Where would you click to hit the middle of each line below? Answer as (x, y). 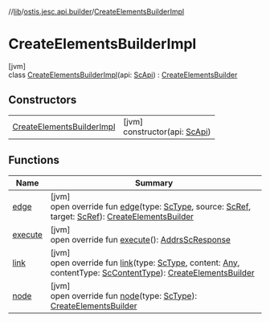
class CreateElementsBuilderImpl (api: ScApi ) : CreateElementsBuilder (123, 75)
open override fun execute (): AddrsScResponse (141, 239)
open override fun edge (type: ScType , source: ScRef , (151, 206)
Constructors (43, 100)
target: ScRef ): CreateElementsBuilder (122, 216)
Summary (154, 182)
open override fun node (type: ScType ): (124, 296)
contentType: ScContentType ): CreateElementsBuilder (152, 272)
